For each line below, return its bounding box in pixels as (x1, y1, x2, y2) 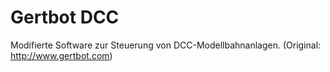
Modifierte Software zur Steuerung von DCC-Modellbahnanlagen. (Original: (10, 39, 322, 51)
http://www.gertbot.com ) (10, 49, 113, 61)
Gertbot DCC (10, 6, 120, 29)
